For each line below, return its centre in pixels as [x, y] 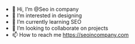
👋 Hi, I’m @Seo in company [45, 9]
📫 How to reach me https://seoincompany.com [70, 35]
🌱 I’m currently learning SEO [47, 22]
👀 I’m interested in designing [47, 15]
